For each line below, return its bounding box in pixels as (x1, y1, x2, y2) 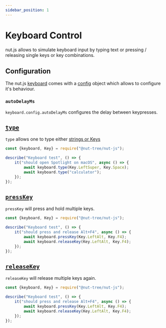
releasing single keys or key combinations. (5, 52, 95, 58)
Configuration (5, 67, 51, 75)
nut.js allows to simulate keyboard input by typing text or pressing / (5, 47, 147, 53)
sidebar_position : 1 (5, 7, 50, 13)
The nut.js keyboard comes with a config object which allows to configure (5, 80, 161, 87)
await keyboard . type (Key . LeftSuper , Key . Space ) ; (23, 165, 129, 170)
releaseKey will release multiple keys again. (5, 275, 96, 281)
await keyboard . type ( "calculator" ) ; (23, 170, 102, 175)
